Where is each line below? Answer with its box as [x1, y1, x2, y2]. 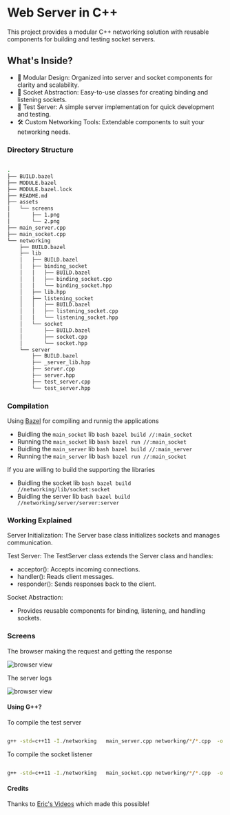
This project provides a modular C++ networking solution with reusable [7, 28, 209, 36]
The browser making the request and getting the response [7, 647, 173, 655]
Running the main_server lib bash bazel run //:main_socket [17, 452, 187, 460]
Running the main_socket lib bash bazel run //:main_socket [17, 437, 187, 446]
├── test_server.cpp [32, 378, 91, 385]
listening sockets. [17, 95, 67, 104]
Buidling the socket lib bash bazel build [17, 478, 132, 487]
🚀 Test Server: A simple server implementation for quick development [17, 102, 215, 111]
